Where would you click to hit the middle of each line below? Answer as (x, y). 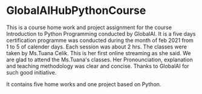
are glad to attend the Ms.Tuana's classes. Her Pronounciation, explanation (100, 59)
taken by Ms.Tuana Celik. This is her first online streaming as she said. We (99, 53)
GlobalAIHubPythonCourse (76, 11)
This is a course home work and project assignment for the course (89, 27)
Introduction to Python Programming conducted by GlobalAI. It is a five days (101, 33)
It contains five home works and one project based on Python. (84, 84)
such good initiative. (31, 72)
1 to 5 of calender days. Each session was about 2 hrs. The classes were (97, 47)
